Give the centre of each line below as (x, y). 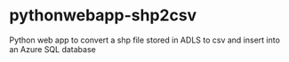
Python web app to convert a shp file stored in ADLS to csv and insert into (144, 40)
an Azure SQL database (52, 49)
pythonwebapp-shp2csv (103, 15)
